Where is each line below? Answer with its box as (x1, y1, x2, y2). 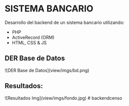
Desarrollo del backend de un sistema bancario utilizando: (4, 19, 124, 25)
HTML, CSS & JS (11, 39, 47, 45)
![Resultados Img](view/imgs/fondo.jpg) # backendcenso (4, 95, 122, 101)
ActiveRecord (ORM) (11, 34, 54, 40)
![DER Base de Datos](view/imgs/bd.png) (4, 67, 89, 73)
